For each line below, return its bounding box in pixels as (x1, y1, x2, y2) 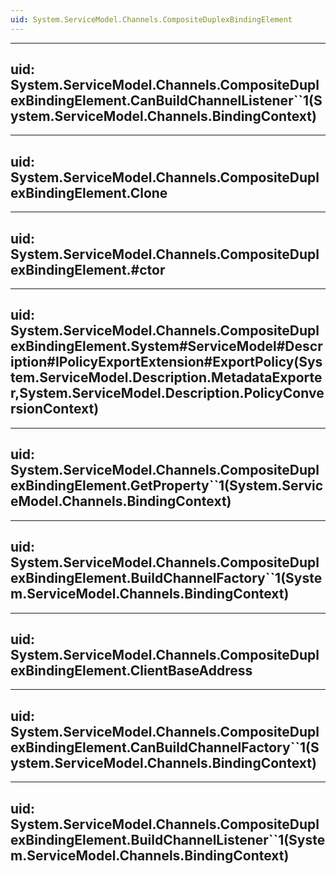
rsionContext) (10, 401, 100, 418)
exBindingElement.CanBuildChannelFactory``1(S (10, 739, 320, 756)
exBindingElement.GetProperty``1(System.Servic (10, 477, 324, 495)
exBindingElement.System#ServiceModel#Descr (10, 338, 323, 355)
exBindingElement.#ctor (10, 261, 166, 278)
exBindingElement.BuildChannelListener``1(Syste (10, 831, 326, 848)
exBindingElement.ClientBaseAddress (10, 662, 253, 679)
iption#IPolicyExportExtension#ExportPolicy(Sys (10, 354, 323, 371)
